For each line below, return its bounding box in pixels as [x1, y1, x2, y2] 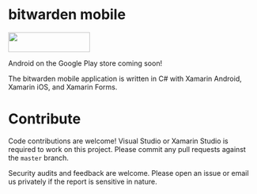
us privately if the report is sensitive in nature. [8, 177, 157, 186]
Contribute [8, 110, 81, 128]
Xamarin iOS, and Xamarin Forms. [8, 82, 118, 92]
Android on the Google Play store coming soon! [8, 58, 163, 68]
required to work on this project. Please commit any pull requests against [8, 144, 247, 154]
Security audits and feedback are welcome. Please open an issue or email [8, 168, 249, 177]
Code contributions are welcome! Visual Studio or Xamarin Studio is [8, 136, 229, 146]
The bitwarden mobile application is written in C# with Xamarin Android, [8, 74, 243, 83]
